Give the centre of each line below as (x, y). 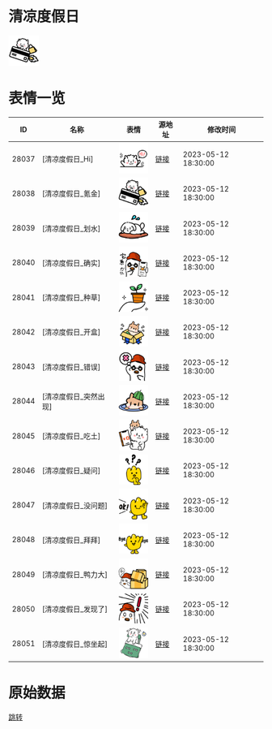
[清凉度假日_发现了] (74, 609)
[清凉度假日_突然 (70, 396)
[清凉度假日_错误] (71, 367)
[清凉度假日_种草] (71, 298)
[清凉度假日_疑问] (71, 471)
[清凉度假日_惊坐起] (74, 644)
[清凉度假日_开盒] (71, 332)
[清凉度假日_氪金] (71, 194)
